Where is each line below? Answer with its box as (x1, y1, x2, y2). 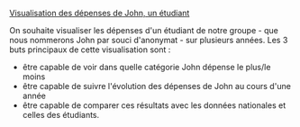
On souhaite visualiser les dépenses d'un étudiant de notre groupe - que (9, 25, 279, 35)
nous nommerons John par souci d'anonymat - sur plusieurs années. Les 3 (9, 35, 288, 45)
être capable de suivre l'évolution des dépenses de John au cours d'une (22, 81, 291, 91)
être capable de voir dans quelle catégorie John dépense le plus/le (22, 62, 271, 72)
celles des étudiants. (22, 110, 100, 120)
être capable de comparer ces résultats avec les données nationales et (22, 100, 286, 111)
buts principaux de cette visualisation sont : (9, 44, 171, 55)
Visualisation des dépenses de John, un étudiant (9, 8, 190, 18)
